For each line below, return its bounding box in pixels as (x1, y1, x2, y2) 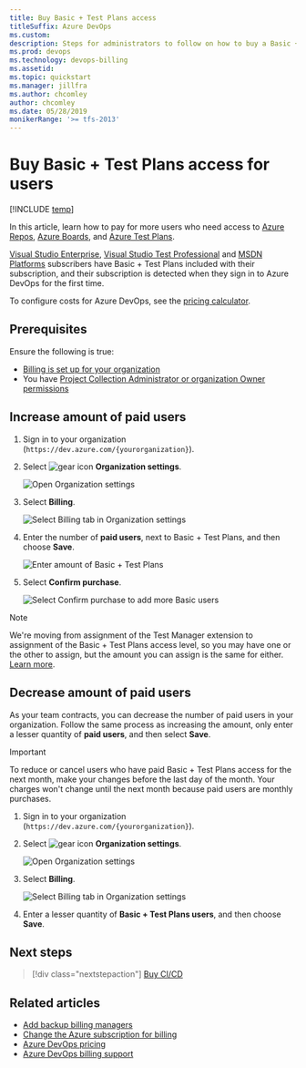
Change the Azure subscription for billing (22, 1029, 178, 1040)
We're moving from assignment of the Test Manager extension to (9, 630, 253, 641)
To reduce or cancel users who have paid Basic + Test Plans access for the (9, 764, 292, 775)
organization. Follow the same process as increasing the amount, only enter (9, 719, 294, 730)
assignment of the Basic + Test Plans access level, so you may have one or (9, 639, 291, 650)
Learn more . (9, 658, 56, 670)
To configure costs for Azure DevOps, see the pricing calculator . (9, 295, 251, 306)
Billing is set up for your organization (22, 364, 161, 375)
